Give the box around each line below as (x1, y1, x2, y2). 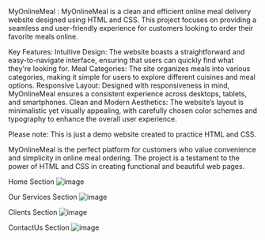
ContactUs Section (8, 223, 70, 232)
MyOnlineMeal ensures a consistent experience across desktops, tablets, (8, 89, 248, 98)
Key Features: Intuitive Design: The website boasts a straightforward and (8, 47, 245, 56)
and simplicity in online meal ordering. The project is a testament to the (8, 153, 240, 163)
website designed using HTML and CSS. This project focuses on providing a (8, 15, 257, 24)
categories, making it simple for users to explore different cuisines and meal (8, 73, 256, 81)
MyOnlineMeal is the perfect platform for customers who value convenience (8, 145, 257, 154)
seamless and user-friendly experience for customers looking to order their (8, 24, 254, 32)
